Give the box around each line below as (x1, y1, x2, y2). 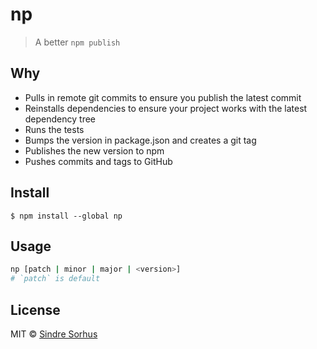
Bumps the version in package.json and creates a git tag (24, 134, 257, 146)
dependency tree (24, 113, 97, 125)
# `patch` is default (10, 274, 101, 284)
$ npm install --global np (10, 211, 123, 221)
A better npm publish (34, 36, 121, 48)
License (10, 301, 61, 318)
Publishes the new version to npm (24, 144, 165, 157)
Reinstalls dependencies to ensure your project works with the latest (24, 102, 308, 114)
